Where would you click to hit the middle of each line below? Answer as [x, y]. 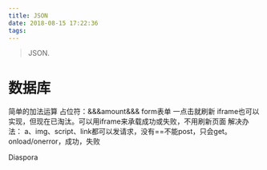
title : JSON [28, 16]
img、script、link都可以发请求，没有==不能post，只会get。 [133, 132]
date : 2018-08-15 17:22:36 [53, 23]
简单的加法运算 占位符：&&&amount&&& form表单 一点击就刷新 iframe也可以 [134, 112]
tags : [17, 30]
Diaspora [23, 157]
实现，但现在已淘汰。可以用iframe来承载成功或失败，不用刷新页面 [117, 121]
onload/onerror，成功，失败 [55, 141]
